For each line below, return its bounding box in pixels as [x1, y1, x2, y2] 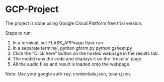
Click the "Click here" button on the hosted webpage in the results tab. [12, 50, 159, 56]
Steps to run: [5, 30, 32, 36]
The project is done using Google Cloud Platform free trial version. [5, 20, 143, 26]
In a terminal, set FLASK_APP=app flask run [12, 39, 103, 46]
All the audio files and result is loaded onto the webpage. [12, 61, 131, 67]
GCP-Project [5, 4, 59, 15]
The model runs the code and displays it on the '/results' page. [12, 55, 143, 61]
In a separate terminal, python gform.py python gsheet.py [12, 45, 132, 51]
